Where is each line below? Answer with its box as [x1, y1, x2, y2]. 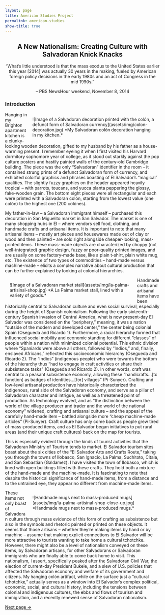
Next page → [5, 604, 32, 610]
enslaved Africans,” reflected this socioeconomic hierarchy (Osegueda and [5, 351, 157, 356]
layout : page [5, 8, 32, 13]
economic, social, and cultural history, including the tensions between [5, 584, 146, 590]
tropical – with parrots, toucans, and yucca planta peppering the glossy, [5, 185, 151, 191]
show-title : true [5, 24, 41, 29]
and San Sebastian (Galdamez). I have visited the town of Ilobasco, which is [5, 459, 159, 465]
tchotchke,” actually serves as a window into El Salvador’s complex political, [5, 579, 159, 585]
